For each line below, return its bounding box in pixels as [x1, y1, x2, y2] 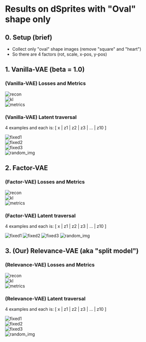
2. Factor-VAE [5, 164, 48, 172]
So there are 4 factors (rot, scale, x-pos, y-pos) [12, 51, 107, 57]
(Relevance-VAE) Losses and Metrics [5, 262, 95, 268]
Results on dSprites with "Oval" [5, 3, 136, 15]
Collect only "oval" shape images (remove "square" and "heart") [12, 46, 142, 52]
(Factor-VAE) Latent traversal [5, 212, 76, 219]
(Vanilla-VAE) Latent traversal [5, 114, 77, 121]
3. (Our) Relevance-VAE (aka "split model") [5, 247, 139, 255]
